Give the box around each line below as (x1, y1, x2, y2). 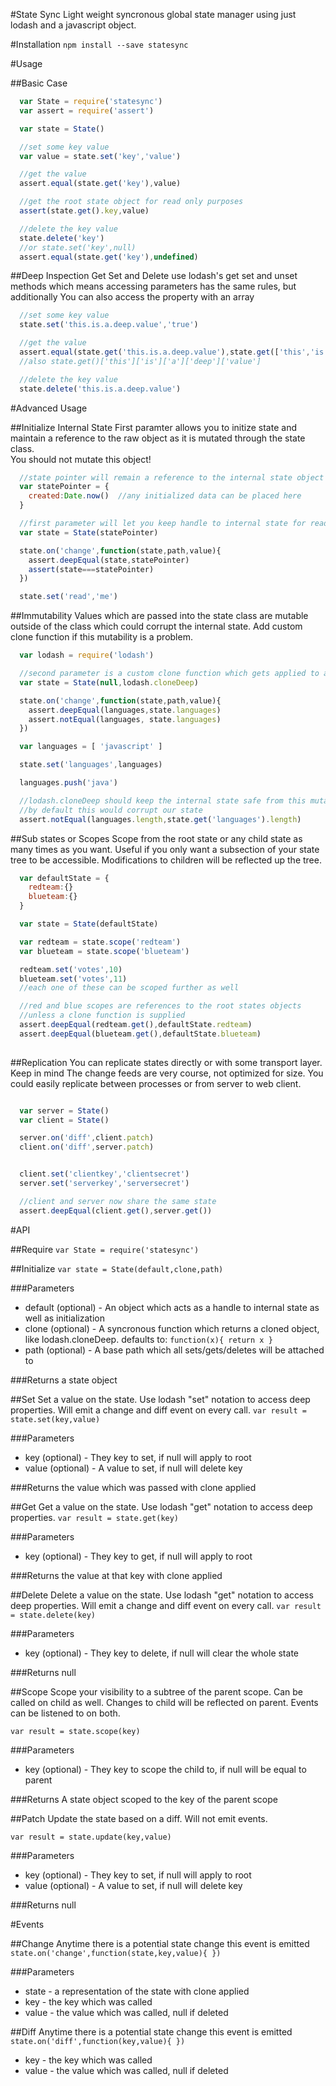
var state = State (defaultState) (19, 919, 159, 929)
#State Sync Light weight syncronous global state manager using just (10, 9, 297, 20)
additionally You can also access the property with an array (10, 291, 255, 303)
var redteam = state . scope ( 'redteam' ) (19, 937, 182, 947)
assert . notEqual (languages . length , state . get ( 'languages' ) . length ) (19, 814, 302, 824)
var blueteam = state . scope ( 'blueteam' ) (19, 946, 190, 956)
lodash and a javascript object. (10, 19, 137, 31)
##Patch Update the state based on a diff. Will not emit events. (10, 1812, 268, 1824)
